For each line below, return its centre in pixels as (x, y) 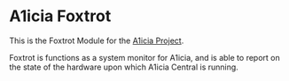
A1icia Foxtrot (60, 16)
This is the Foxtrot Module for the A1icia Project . (97, 40)
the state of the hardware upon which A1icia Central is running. (124, 67)
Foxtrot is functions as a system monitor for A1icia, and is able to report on (145, 57)
